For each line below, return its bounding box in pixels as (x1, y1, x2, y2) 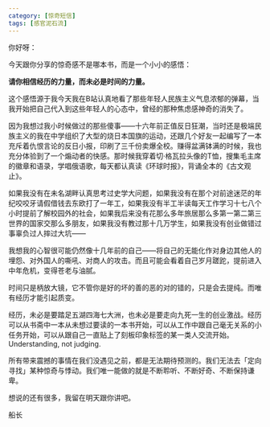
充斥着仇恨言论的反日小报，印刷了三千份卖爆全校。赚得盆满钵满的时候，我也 (8, 141, 262, 150)
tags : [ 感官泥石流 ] (8, 19, 67, 27)
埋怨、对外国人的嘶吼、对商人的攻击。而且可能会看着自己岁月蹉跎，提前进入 (8, 255, 262, 265)
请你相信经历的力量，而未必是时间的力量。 (8, 76, 149, 86)
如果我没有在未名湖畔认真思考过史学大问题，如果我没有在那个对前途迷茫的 (8, 188, 255, 198)
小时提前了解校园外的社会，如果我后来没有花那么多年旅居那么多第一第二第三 (8, 208, 262, 218)
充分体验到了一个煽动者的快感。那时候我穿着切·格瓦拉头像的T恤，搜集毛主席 (8, 150, 262, 161)
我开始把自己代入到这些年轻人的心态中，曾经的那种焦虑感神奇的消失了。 (8, 104, 247, 113)
